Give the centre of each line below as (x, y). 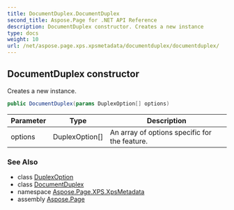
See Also (23, 162)
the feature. (129, 141)
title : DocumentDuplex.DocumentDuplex (63, 14)
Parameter (29, 120)
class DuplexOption (45, 177)
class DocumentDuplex (50, 184)
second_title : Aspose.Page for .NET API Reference (82, 20)
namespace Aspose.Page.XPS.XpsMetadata (81, 191)
